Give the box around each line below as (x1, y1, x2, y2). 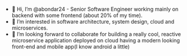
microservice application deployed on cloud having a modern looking (11, 37, 180, 44)
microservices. (11, 24, 48, 31)
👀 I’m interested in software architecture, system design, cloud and (11, 18, 175, 25)
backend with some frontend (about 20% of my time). (11, 12, 143, 19)
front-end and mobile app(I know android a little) (11, 43, 130, 50)
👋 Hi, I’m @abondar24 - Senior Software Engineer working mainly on (11, 6, 179, 12)
